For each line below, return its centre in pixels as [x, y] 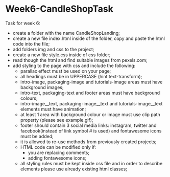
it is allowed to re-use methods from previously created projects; [88, 142]
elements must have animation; [53, 109]
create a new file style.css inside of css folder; [62, 55]
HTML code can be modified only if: [58, 147]
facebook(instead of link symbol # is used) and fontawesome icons [91, 130]
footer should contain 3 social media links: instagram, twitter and [88, 125]
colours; [29, 98]
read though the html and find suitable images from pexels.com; [80, 60]
